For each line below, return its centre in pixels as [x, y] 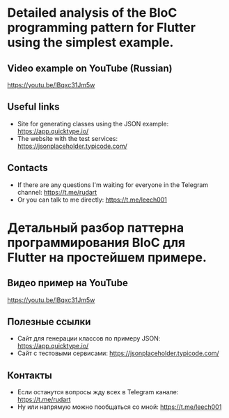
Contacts [28, 168]
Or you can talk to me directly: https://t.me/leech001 [92, 200]
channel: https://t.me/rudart [57, 192]
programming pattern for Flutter [102, 28]
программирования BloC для [96, 242]
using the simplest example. [90, 43]
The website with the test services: [68, 138]
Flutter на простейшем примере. [107, 257]
